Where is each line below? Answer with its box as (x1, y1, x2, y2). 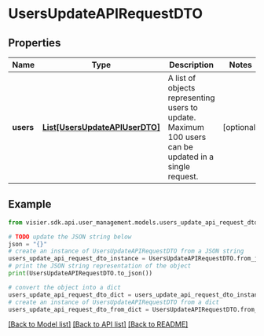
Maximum (167, 122, 204, 132)
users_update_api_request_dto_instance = (8, 255, 146, 263)
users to (167, 102, 198, 113)
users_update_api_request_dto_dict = (8, 290, 132, 299)
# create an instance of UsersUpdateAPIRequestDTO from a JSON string (8, 247, 244, 256)
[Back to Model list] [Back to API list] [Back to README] (8, 319, 189, 329)
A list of (167, 72, 196, 83)
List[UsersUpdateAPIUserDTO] (42, 122, 161, 132)
